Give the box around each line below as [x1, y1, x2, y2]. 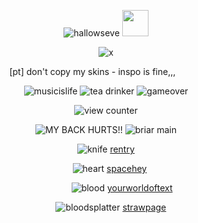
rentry [109, 143, 135, 155]
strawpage [122, 201, 167, 213]
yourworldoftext [106, 182, 173, 194]
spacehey [106, 163, 148, 174]
